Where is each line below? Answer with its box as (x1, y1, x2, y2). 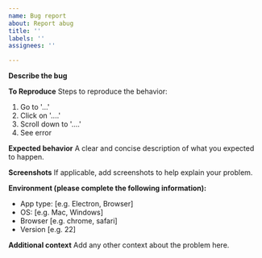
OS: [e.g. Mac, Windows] (19, 207, 103, 218)
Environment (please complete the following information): (8, 183, 207, 193)
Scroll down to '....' (19, 119, 82, 129)
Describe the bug (8, 71, 68, 81)
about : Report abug (8, 19, 74, 27)
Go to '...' (19, 102, 50, 112)
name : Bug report (8, 11, 67, 20)
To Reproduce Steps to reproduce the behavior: (8, 86, 168, 97)
